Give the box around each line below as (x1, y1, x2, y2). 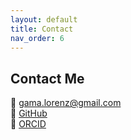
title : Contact (10, 24, 74, 34)
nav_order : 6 (10, 33, 65, 43)
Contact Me (10, 70, 85, 87)
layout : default (10, 14, 78, 25)
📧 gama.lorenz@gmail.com (10, 97, 122, 109)
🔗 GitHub (10, 107, 48, 120)
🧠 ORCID (10, 118, 47, 130)
